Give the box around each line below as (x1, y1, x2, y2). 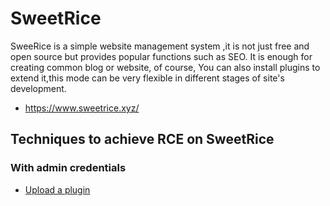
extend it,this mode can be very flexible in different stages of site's (10, 72, 285, 84)
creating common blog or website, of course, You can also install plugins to (10, 61, 321, 73)
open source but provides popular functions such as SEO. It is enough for (10, 50, 313, 62)
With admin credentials (10, 161, 127, 175)
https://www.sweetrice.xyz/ (24, 102, 140, 114)
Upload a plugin (24, 183, 91, 196)
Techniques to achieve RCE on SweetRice (10, 131, 275, 148)
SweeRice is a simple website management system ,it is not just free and (10, 40, 310, 52)
